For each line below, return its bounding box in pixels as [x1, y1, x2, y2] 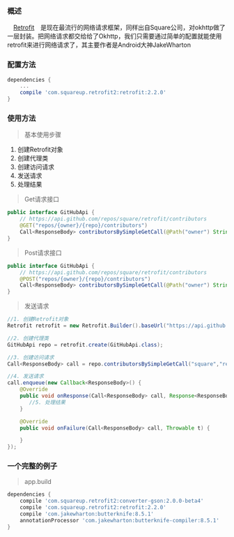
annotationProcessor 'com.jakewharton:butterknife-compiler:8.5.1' [19, 517, 219, 524]
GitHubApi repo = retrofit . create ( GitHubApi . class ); [7, 341, 164, 348]
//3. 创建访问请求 [7, 354, 54, 361]
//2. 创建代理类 [7, 335, 49, 342]
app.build [24, 478, 52, 486]
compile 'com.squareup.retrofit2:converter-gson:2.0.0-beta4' [19, 497, 204, 505]
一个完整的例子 [7, 462, 58, 471]
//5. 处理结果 [29, 399, 66, 406]
